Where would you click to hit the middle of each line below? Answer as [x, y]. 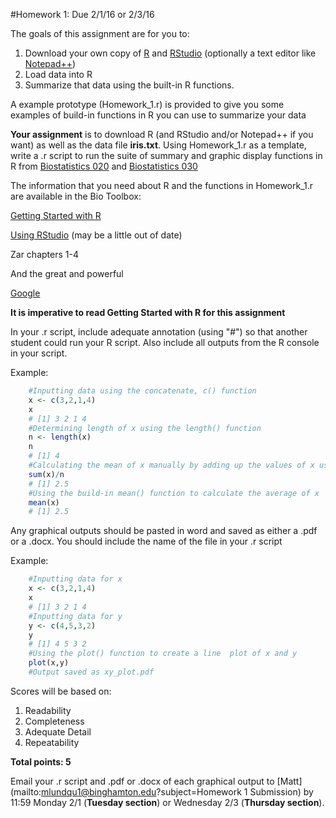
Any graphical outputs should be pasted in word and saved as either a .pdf [164, 531]
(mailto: [26, 791]
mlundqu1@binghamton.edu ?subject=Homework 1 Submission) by [177, 791]
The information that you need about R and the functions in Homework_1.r [162, 185]
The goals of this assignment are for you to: [100, 33]
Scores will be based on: [61, 691]
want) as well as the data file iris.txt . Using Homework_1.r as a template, [158, 145]
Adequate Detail [58, 731]
